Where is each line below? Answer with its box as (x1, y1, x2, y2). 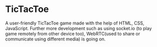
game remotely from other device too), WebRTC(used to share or (5, 30, 140, 36)
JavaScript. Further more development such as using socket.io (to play (5, 25, 152, 31)
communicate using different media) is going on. (5, 36, 106, 42)
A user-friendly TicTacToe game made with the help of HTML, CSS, (5, 20, 144, 26)
